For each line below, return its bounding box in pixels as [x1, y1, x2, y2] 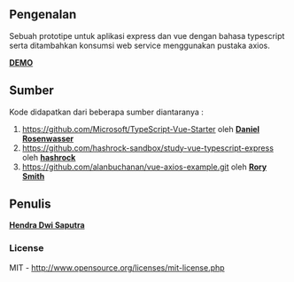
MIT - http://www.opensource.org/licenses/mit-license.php [9, 262, 225, 273]
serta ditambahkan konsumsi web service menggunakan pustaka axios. [9, 40, 270, 51]
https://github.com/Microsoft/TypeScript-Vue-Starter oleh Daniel [21, 123, 259, 134]
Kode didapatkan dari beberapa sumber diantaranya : [9, 106, 204, 117]
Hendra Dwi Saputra [9, 220, 86, 231]
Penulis [9, 197, 51, 212]
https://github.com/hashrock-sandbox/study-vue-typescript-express [21, 142, 275, 153]
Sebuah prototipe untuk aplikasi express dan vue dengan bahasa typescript [9, 30, 285, 41]
